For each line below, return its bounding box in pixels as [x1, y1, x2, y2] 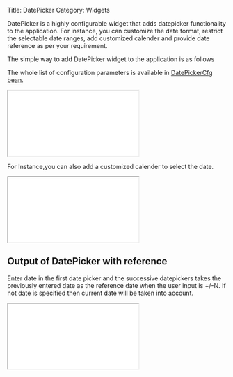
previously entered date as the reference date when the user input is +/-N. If [7, 281, 226, 289]
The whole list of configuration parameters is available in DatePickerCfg [7, 69, 214, 77]
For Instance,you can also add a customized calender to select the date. [7, 163, 214, 170]
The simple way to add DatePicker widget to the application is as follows [7, 55, 215, 63]
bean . [7, 76, 24, 84]
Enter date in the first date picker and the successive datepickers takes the [7, 274, 222, 282]
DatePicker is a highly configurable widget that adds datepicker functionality [7, 19, 226, 27]
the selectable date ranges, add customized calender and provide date [7, 34, 210, 42]
